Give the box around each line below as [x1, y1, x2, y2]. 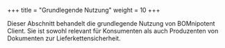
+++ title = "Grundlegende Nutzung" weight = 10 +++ [7, 6, 160, 14]
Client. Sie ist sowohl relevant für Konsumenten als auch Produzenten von [7, 27, 219, 35]
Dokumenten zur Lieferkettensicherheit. [7, 34, 122, 42]
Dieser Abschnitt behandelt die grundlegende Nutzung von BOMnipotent [7, 19, 215, 27]
